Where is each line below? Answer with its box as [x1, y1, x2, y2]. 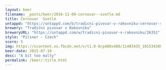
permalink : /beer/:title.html [5, 58, 68, 63]
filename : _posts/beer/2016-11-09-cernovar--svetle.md [5, 12, 121, 17]
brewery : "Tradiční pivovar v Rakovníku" [5, 26, 92, 31]
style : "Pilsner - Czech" [5, 35, 58, 40]
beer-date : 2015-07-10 [5, 48, 52, 53]
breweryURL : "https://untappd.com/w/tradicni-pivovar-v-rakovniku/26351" [5, 30, 161, 35]
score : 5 [5, 39, 23, 44]
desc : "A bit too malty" [5, 53, 56, 58]
